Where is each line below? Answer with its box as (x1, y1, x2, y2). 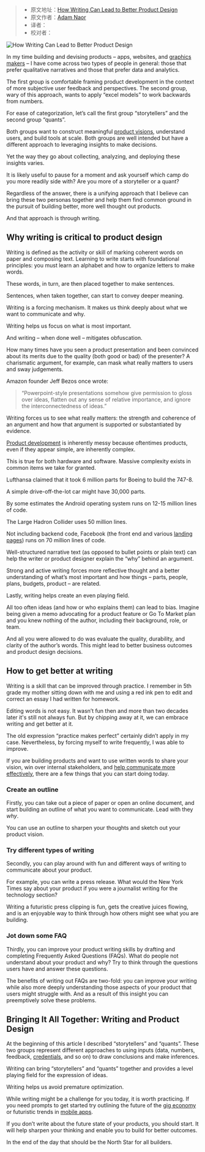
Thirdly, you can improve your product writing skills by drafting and (6, 945, 176, 953)
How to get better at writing (6, 666, 113, 677)
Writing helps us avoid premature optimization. (6, 1083, 124, 1091)
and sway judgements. (6, 365, 64, 373)
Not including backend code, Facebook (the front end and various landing (6, 530, 193, 537)
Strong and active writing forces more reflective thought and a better (6, 567, 180, 574)
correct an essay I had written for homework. (6, 695, 121, 702)
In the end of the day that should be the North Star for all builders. (6, 1139, 173, 1146)
